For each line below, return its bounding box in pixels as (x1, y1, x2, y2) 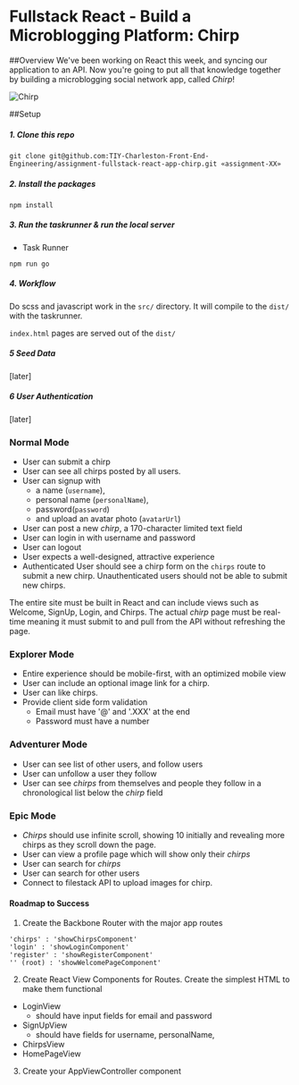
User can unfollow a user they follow (21, 767, 158, 779)
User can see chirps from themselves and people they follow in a (21, 777, 262, 788)
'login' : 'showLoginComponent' (9, 943, 129, 952)
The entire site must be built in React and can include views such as (9, 598, 259, 608)
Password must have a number (35, 716, 150, 726)
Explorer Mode (9, 648, 75, 660)
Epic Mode (9, 810, 56, 822)
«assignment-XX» (220, 159, 281, 168)
